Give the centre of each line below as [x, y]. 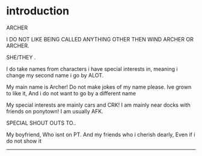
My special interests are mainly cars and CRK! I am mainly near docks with [98, 105]
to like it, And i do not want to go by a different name [71, 93]
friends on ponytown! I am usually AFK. [55, 111]
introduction [38, 11]
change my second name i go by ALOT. [55, 75]
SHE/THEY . [21, 57]
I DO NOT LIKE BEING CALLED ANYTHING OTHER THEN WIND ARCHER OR [100, 39]
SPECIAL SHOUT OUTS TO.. [41, 123]
